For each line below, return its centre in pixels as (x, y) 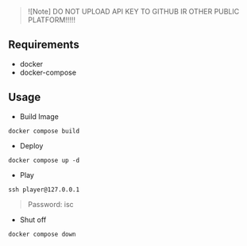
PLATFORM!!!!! (51, 20)
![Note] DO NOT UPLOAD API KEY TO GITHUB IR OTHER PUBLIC (133, 12)
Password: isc (50, 204)
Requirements (44, 45)
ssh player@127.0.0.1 (44, 190)
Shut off (33, 219)
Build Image (39, 116)
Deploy (31, 145)
